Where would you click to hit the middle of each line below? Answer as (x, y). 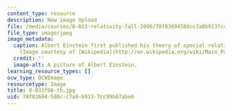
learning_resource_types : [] (49, 71)
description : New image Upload (52, 20)
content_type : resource (41, 13)
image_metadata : (30, 39)
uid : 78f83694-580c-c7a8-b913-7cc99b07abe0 (71, 97)
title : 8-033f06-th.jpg (41, 90)
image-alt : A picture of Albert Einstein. (75, 65)
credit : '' (29, 59)
